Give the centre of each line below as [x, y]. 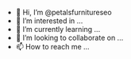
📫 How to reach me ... [52, 47]
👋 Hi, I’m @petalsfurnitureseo [64, 12]
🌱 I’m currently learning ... [58, 29]
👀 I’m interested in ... [49, 21]
